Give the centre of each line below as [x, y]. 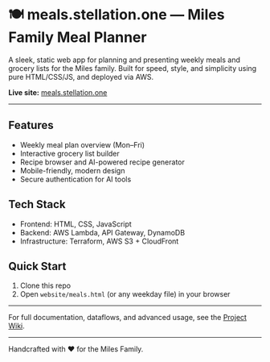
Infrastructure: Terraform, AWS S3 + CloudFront [99, 241]
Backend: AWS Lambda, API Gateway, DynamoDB [102, 232]
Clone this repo [45, 285]
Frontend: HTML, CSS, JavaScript [76, 224]
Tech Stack [37, 204]
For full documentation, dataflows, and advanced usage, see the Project [128, 318]
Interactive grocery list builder [70, 153]
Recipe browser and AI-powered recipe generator [102, 162]
